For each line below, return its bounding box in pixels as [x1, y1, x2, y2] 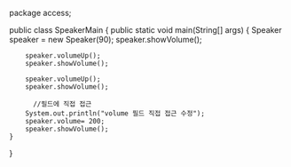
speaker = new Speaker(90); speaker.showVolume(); [9, 35, 202, 44]
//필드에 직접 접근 [32, 99, 92, 108]
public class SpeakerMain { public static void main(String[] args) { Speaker [9, 25, 282, 35]
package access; [9, 8, 72, 18]
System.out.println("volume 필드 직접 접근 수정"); [25, 109, 206, 118]
